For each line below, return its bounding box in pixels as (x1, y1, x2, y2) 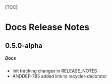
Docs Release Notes (5, 22, 90, 33)
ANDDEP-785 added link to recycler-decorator (12, 73, 108, 79)
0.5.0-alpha (5, 41, 43, 50)
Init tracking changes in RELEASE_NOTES (12, 68, 98, 74)
